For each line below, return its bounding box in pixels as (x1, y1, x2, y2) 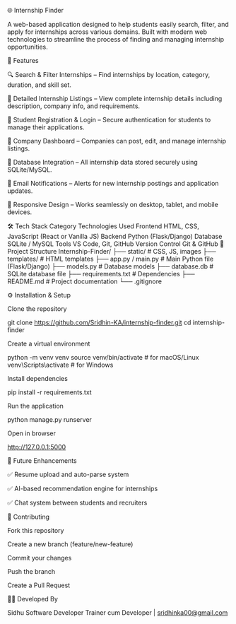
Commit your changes (7, 554, 72, 562)
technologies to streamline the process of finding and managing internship (7, 35, 225, 43)
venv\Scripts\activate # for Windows (7, 360, 114, 369)
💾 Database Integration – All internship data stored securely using (7, 158, 198, 166)
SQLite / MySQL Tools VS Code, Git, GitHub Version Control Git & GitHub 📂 (7, 240, 225, 248)
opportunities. (7, 42, 48, 51)
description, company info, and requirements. (7, 102, 140, 110)
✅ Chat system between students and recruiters (7, 498, 148, 507)
